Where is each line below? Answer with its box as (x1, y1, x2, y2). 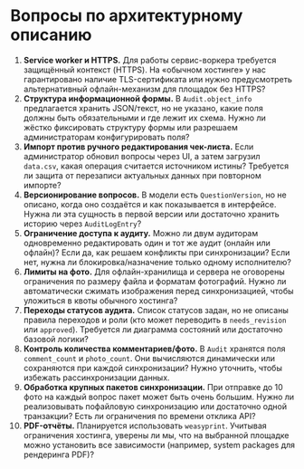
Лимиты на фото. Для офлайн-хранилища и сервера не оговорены (23, 266, 285, 277)
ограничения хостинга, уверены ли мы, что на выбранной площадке (23, 429, 290, 440)
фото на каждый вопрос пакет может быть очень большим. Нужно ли (23, 391, 295, 402)
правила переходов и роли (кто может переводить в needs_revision (23, 314, 287, 325)
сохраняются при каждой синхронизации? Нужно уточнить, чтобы (23, 362, 283, 373)
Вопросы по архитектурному (10, 5, 243, 26)
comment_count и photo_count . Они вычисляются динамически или (23, 352, 275, 363)
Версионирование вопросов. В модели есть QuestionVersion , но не (23, 189, 288, 200)
